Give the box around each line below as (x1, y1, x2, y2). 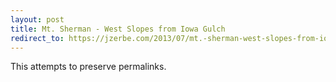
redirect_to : (10, 33, 65, 43)
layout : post (10, 14, 65, 25)
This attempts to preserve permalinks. (10, 61, 167, 73)
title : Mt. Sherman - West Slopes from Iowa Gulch (10, 24, 226, 34)
